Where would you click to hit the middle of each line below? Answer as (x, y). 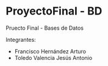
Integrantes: (21, 39)
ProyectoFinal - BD (54, 11)
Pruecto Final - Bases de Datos (45, 28)
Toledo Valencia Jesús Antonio (53, 58)
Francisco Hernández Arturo (50, 51)
